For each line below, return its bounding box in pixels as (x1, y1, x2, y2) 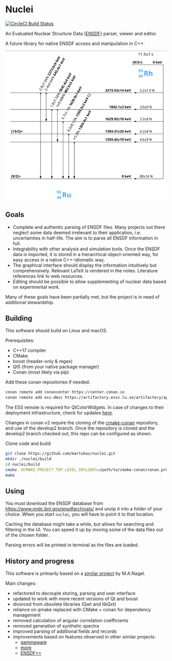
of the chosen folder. (5, 532, 50, 538)
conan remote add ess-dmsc (5, 395, 63, 400)
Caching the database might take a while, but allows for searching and (5, 521, 154, 527)
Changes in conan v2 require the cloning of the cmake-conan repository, (5, 420, 159, 426)
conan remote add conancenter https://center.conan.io (5, 390, 125, 395)
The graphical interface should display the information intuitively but (12, 262, 157, 268)
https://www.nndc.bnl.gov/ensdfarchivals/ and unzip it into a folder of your (5, 506, 163, 512)
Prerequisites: (5, 337, 35, 344)
